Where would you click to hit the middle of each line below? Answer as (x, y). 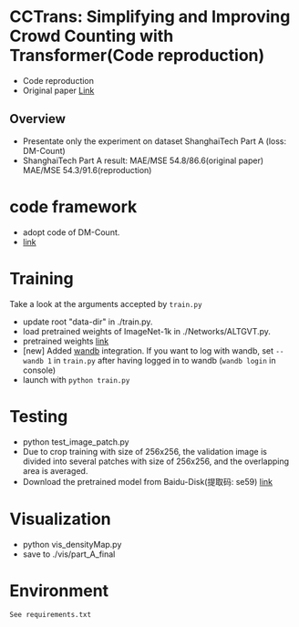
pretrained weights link (66, 341)
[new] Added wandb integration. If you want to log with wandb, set (148, 350)
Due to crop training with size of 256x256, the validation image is (144, 451)
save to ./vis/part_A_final (69, 554)
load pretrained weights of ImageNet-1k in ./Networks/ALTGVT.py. (147, 331)
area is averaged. (55, 470)
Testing (39, 416)
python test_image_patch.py (76, 442)
